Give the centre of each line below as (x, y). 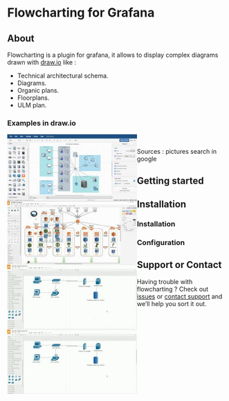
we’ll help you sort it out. (172, 303)
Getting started (171, 180)
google (147, 159)
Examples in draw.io (42, 123)
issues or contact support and (180, 296)
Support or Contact (180, 265)
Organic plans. (38, 90)
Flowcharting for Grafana (81, 13)
